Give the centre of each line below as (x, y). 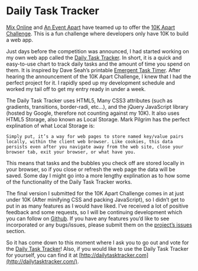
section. (16, 231)
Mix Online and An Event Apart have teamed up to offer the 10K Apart (91, 27)
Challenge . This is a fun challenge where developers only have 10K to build (98, 33)
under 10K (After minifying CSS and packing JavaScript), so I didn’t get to (95, 199)
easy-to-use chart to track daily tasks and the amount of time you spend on (98, 64)
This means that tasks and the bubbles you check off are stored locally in (95, 163)
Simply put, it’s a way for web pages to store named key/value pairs (95, 136)
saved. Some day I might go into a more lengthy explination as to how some (98, 175)
